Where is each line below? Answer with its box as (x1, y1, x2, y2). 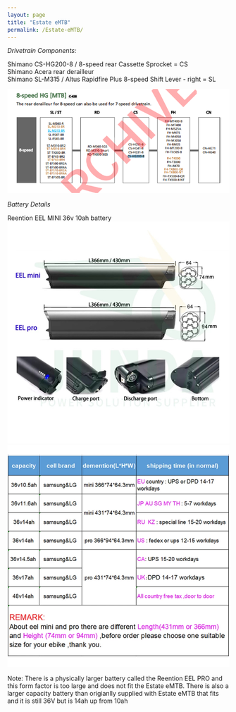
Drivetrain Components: (7, 47, 77, 55)
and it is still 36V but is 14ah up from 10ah (7, 696, 128, 705)
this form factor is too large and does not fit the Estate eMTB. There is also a (7, 681, 229, 690)
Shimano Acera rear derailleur (7, 68, 94, 76)
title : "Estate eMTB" (7, 18, 71, 26)
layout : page (7, 11, 46, 18)
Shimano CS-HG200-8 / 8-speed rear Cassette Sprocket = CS (7, 60, 188, 68)
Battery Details (7, 200, 51, 208)
